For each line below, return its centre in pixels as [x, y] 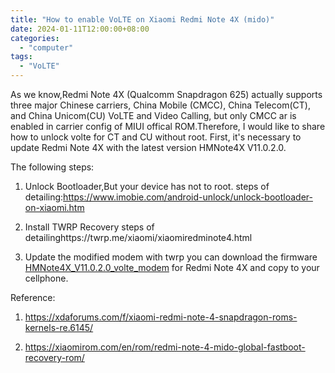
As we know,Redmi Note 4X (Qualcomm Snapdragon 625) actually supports [166, 94]
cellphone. [46, 278]
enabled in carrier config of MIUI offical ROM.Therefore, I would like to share [168, 126]
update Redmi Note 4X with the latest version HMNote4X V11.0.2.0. [148, 147]
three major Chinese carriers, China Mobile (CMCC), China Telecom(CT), [160, 105]
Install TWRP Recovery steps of [89, 227]
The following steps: [52, 167]
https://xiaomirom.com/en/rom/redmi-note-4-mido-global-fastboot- [165, 347]
